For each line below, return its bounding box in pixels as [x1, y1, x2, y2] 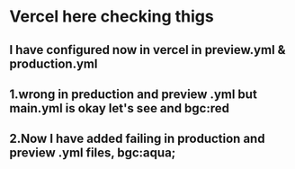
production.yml [9, 56, 98, 71]
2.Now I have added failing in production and [9, 131, 265, 147]
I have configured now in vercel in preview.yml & [9, 42, 286, 58]
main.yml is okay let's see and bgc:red [9, 101, 230, 116]
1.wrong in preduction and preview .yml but [9, 86, 258, 102]
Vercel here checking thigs [9, 6, 214, 27]
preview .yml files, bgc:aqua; [9, 146, 176, 161]
